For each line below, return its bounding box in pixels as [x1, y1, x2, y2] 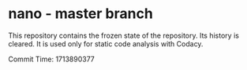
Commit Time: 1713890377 [8, 54, 95, 64]
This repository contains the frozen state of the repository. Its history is [8, 31, 239, 40]
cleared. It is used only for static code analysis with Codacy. [8, 39, 204, 48]
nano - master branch [8, 5, 154, 23]
